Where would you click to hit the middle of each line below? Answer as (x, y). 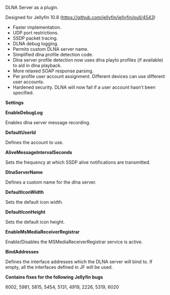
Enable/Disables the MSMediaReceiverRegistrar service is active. (74, 242)
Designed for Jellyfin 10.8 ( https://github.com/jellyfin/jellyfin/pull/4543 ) (80, 17)
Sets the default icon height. (35, 222)
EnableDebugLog (24, 113)
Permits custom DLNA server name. (50, 49)
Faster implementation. (37, 27)
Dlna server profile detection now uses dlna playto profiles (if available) (88, 60)
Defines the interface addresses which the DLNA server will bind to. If (79, 262)
